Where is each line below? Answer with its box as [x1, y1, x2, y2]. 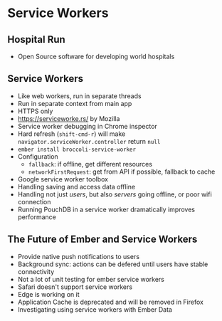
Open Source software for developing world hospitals [17, 52, 175, 60]
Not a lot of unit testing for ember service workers [17, 275, 165, 283]
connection [17, 197, 51, 206]
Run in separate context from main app [17, 99, 132, 107]
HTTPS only [17, 107, 53, 115]
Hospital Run [7, 33, 65, 46]
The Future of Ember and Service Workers [7, 233, 198, 246]
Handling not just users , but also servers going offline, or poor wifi [17, 190, 212, 199]
